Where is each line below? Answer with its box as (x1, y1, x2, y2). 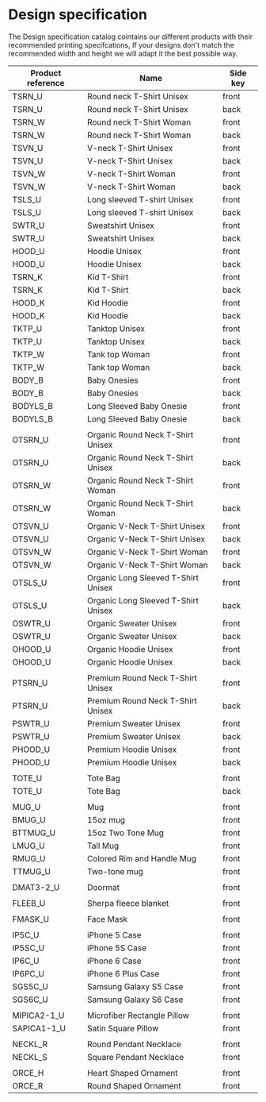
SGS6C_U (12, 994, 49, 1005)
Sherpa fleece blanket (86, 897, 169, 908)
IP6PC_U (12, 968, 45, 979)
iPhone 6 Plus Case (86, 968, 160, 979)
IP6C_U (12, 955, 40, 966)
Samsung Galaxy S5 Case (86, 981, 184, 992)
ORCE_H (12, 1067, 44, 1078)
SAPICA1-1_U (12, 1023, 66, 1034)
